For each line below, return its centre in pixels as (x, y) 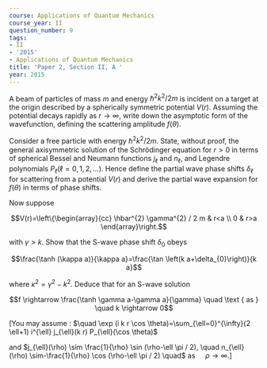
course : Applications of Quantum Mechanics (82, 15)
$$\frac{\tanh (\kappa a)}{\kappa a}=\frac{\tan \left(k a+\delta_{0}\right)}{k (134, 259)
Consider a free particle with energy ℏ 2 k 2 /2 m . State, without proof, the (124, 140)
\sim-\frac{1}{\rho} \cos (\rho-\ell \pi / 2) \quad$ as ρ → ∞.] (131, 355)
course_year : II (36, 23)
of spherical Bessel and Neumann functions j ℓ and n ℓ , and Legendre (120, 159)
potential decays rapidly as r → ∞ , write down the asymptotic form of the (129, 116)
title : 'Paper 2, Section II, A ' (66, 67)
